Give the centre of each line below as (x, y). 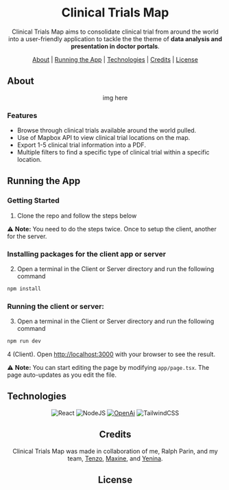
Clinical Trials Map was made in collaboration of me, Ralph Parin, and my (115, 451)
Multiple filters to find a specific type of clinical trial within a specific (113, 152)
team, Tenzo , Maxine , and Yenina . (115, 458)
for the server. (27, 236)
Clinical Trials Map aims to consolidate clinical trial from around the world (115, 32)
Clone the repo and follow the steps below (77, 215)
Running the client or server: (56, 306)
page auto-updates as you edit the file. (62, 375)
